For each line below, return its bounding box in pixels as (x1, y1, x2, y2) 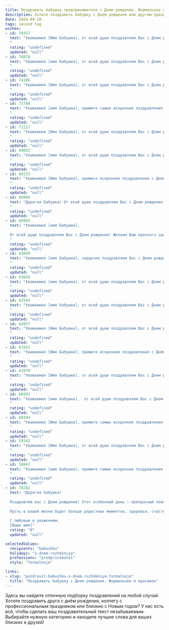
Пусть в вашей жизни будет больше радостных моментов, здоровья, (10, 509, 150, 514)
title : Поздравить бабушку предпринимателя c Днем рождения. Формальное (5, 7, 161, 13)
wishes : (5, 26, 22, 31)
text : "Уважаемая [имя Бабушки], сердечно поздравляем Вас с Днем (10, 256, 152, 261)
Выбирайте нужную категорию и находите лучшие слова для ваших (5, 613, 152, 620)
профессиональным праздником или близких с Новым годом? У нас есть (5, 603, 164, 609)
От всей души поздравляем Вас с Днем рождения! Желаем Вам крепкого (10, 232, 156, 237)
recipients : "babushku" (10, 546, 59, 551)
